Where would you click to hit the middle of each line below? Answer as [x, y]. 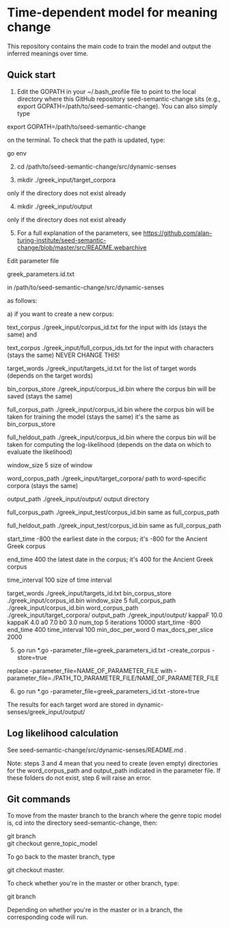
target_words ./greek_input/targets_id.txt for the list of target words [102, 368]
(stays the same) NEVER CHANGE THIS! [64, 355]
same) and [22, 334]
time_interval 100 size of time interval [59, 580]
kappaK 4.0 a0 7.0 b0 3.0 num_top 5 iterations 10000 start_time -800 [104, 622]
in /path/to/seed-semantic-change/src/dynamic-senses [86, 287]
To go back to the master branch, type [61, 857]
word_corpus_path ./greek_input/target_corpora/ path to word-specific [107, 478]
